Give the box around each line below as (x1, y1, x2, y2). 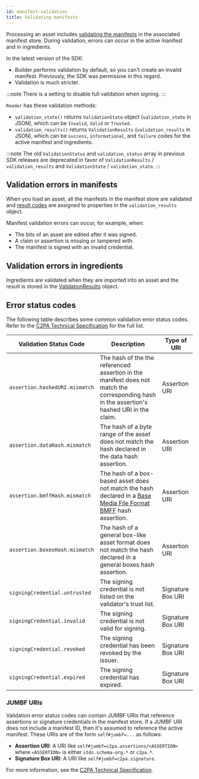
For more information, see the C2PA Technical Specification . (6, 767, 153, 774)
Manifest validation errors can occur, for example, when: (6, 220, 144, 227)
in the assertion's (99, 398, 148, 406)
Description (111, 339, 145, 348)
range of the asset (99, 430, 151, 438)
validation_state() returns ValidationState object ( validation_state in (14, 113, 191, 120)
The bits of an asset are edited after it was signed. (14, 231, 137, 238)
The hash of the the (99, 354, 155, 362)
